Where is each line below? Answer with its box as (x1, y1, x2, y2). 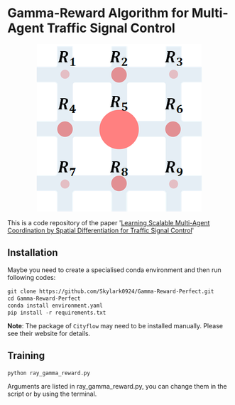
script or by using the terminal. (7, 389, 97, 398)
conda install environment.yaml (7, 302, 103, 309)
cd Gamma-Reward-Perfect (7, 295, 81, 302)
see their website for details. (7, 329, 91, 337)
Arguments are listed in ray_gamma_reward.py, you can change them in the (7, 382, 227, 390)
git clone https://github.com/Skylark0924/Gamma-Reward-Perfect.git (7, 288, 214, 295)
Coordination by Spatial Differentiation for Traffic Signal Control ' (7, 226, 195, 234)
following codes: (7, 273, 56, 281)
